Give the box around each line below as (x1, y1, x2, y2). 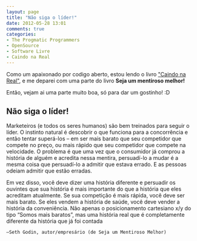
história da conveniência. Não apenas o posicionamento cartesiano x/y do (6, 205, 192, 212)
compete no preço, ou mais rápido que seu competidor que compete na (6, 142, 186, 149)
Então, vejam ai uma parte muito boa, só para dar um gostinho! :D (6, 88, 170, 96)
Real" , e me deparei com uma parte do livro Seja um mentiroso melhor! (6, 77, 185, 84)
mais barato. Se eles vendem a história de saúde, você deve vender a (6, 198, 180, 206)
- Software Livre (6, 48, 50, 54)
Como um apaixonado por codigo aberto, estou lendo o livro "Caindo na (6, 70, 186, 78)
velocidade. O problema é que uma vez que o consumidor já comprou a (6, 148, 185, 155)
